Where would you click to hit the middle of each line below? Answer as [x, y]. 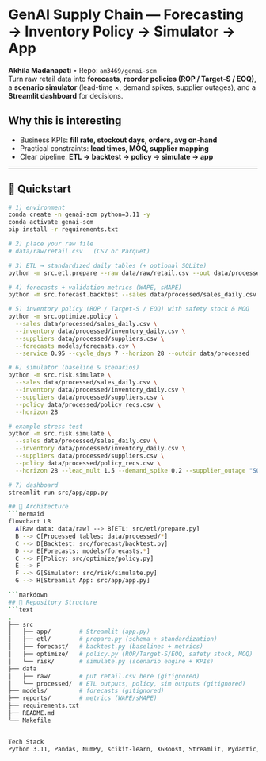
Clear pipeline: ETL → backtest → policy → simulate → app [116, 156]
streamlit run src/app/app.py [58, 493]
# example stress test [46, 427]
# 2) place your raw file [51, 244]
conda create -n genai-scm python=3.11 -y [79, 215]
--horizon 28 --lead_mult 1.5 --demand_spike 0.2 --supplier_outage [131, 470]
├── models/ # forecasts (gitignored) [86, 691]
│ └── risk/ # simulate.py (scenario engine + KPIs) [111, 661]
